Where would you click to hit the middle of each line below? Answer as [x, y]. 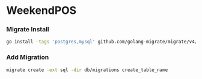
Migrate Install [28, 30]
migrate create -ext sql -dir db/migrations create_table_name [87, 70]
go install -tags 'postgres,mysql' [51, 42]
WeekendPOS [41, 11]
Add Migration [28, 57]
